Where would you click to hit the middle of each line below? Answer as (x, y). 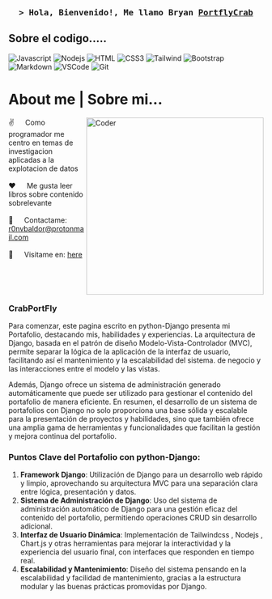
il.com (19, 237)
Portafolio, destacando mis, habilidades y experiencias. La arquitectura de (132, 334)
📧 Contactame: (38, 220)
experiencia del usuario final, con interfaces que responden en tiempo (137, 552)
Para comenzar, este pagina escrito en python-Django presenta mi (119, 325)
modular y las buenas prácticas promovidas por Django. (113, 587)
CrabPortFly (33, 308)
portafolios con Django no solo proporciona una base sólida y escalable (128, 410)
